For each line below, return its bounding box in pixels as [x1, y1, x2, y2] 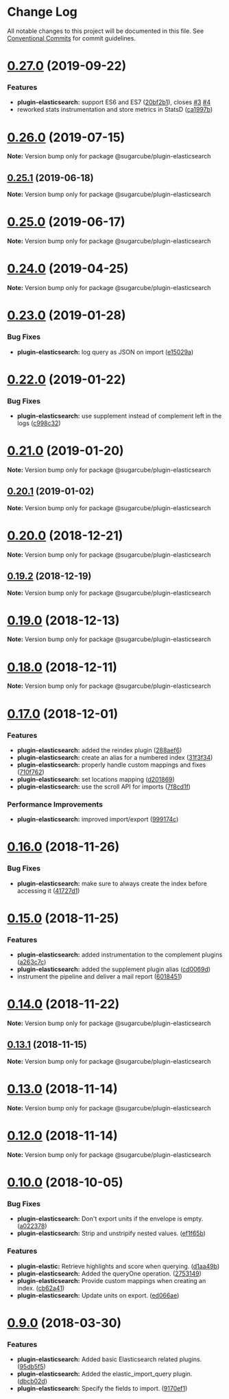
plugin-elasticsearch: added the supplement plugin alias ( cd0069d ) [16, 965, 211, 974]
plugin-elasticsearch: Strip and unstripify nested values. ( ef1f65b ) [16, 1229, 206, 1238]
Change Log [7, 4, 77, 20]
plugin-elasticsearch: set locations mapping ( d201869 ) [16, 775, 175, 783]
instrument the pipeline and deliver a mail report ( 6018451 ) [16, 972, 183, 981]
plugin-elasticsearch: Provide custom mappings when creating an [16, 1276, 206, 1284]
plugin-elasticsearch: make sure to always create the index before [16, 879, 207, 887]
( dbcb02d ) [16, 1377, 48, 1385]
